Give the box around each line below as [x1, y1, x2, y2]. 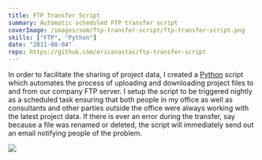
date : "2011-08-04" [8, 41, 73, 49]
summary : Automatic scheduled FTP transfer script [8, 19, 178, 27]
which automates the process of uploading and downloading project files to [8, 78, 254, 87]
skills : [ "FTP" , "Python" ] [8, 33, 97, 42]
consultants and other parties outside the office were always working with [8, 103, 249, 113]
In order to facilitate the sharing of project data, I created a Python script [8, 70, 244, 79]
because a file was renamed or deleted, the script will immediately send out [8, 120, 254, 129]
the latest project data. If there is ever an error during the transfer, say [8, 112, 235, 121]
